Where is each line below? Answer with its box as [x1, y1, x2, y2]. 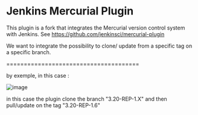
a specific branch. [6, 48, 51, 55]
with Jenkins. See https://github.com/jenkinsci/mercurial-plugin [6, 30, 165, 37]
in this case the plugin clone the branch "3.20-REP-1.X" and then [6, 95, 167, 102]
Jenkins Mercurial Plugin [6, 4, 134, 18]
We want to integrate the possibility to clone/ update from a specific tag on [6, 42, 193, 49]
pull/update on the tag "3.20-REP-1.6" [6, 101, 101, 109]
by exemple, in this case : [6, 72, 69, 79]
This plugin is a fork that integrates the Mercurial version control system [6, 24, 185, 31]
